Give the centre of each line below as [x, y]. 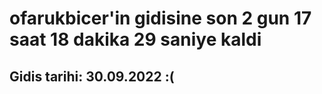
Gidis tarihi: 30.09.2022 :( [92, 76]
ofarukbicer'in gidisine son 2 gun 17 [160, 18]
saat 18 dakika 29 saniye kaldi [135, 39]
